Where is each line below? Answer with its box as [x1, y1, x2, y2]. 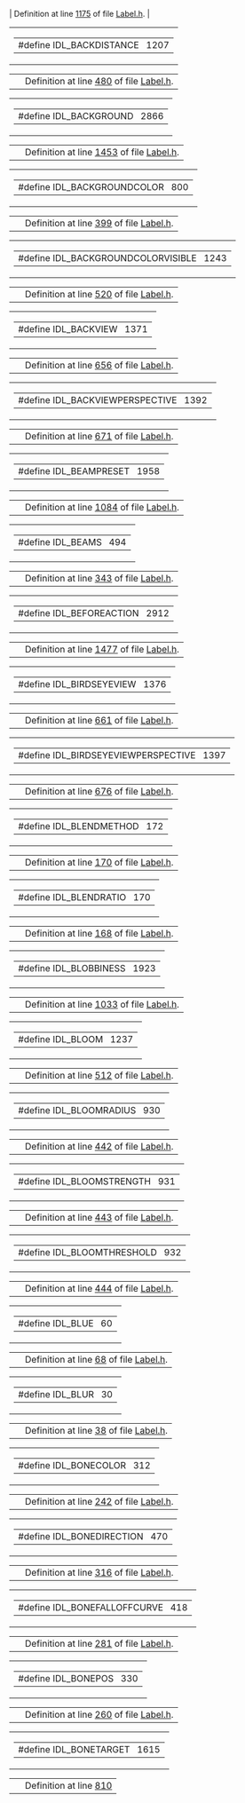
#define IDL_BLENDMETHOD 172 [18, 820, 164, 832]
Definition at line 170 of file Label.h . [25, 857, 174, 868]
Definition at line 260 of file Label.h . [25, 1709, 174, 1720]
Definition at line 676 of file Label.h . [25, 786, 174, 797]
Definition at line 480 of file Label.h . [25, 75, 174, 87]
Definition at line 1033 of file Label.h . [25, 999, 180, 1010]
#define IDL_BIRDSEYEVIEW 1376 [18, 678, 167, 690]
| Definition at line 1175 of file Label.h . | [9, 9, 151, 19]
